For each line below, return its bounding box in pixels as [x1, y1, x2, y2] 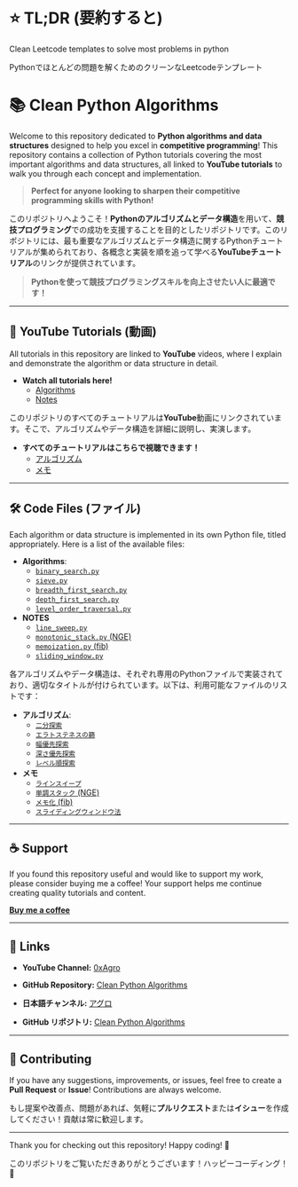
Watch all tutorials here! [21, 374, 113, 386]
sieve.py [35, 576, 68, 586]
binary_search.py [35, 567, 100, 576]
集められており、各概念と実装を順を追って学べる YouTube [39, 246, 251, 257]
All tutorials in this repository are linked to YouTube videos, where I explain [9, 348, 282, 359]
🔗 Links [9, 939, 51, 954]
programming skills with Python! [30, 194, 154, 205]
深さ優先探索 [35, 749, 75, 759]
